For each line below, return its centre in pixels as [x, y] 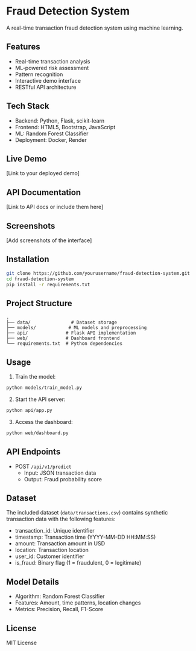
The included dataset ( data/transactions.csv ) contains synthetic [87, 513]
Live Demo [27, 159]
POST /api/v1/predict [43, 466]
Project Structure [39, 303]
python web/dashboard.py [37, 433]
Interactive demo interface [48, 80]
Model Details [33, 582]
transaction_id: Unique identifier [55, 531]
